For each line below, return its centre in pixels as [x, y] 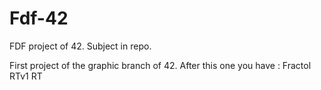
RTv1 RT [26, 76]
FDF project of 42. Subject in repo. [80, 46]
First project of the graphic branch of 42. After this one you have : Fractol [160, 65]
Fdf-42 [39, 18]
